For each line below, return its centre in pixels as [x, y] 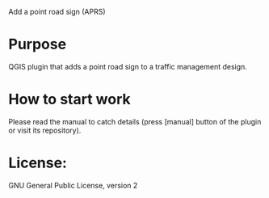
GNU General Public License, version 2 [73, 185]
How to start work [69, 99]
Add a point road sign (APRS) [57, 12]
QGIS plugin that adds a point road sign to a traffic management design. [128, 66]
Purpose [38, 44]
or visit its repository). [45, 130]
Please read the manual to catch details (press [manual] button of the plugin [135, 121]
